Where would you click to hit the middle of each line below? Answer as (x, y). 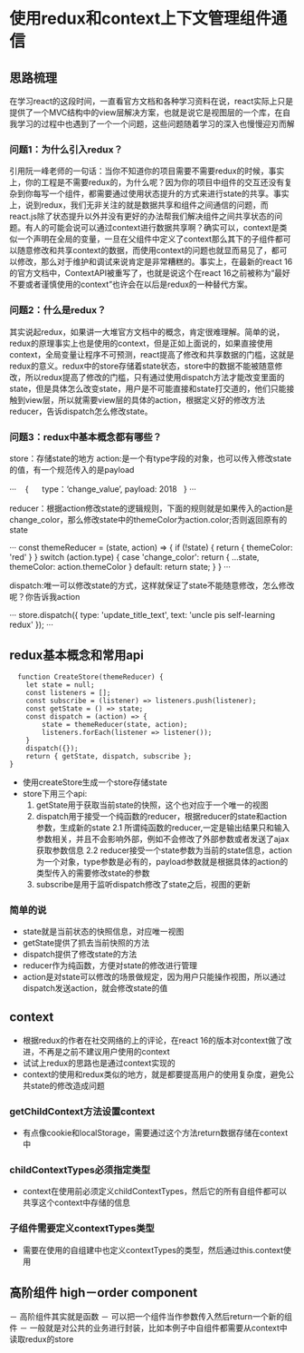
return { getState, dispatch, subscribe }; (109, 756)
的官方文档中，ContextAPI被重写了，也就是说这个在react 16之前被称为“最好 (150, 273)
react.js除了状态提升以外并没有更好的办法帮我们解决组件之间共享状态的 (142, 216)
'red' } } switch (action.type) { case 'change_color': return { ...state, (134, 557)
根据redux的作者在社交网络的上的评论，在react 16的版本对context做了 (153, 1040)
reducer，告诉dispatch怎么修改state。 (81, 411)
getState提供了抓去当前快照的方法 (86, 943)
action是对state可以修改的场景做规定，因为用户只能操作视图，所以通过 (154, 977)
